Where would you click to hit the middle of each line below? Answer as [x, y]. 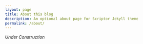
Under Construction [25, 37]
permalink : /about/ [25, 23]
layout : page [18, 10]
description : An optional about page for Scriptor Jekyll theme [72, 19]
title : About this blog [29, 14]
